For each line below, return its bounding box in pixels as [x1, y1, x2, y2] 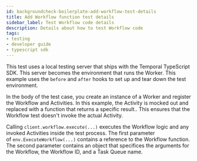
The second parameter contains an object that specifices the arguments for [6, 142, 189, 149]
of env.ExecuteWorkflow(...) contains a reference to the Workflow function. [6, 136, 190, 143]
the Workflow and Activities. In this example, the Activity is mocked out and [6, 99, 189, 106]
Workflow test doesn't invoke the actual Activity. [6, 112, 123, 119]
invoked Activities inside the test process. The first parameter [6, 129, 155, 136]
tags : [6, 31, 19, 36]
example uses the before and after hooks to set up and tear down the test [6, 75, 186, 82]
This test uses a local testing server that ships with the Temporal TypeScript [6, 63, 190, 70]
